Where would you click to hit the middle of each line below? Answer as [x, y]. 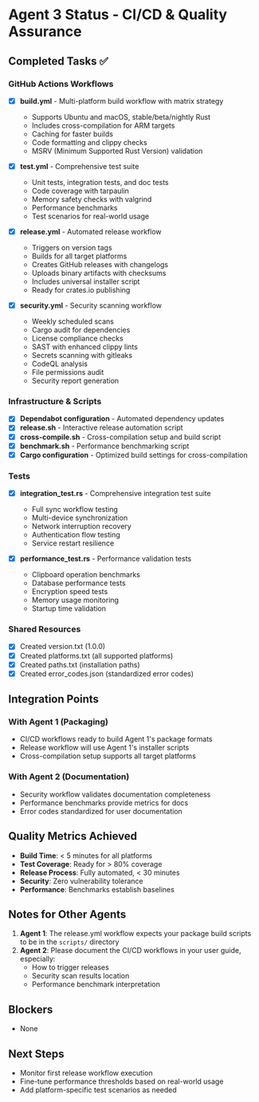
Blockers [31, 1009]
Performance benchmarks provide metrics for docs [104, 802]
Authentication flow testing [76, 535]
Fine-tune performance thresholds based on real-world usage [122, 1081]
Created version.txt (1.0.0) [63, 647]
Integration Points [54, 699]
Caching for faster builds [73, 134]
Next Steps [36, 1054]
